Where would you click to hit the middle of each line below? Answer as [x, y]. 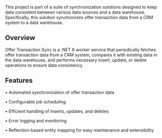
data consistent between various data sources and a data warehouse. [75, 12]
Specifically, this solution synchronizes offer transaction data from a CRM [79, 17]
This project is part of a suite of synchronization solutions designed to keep [81, 7]
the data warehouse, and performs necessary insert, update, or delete [76, 60]
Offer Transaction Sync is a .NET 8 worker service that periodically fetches [81, 49]
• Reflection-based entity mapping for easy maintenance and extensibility [80, 130]
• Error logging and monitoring [36, 120]
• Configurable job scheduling [35, 101]
